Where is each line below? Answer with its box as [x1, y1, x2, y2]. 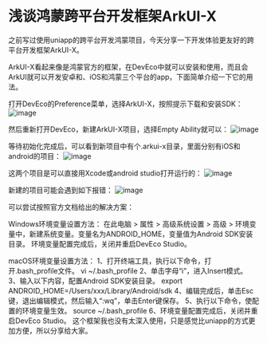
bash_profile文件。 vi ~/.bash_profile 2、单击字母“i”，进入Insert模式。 [17, 266, 248, 275]
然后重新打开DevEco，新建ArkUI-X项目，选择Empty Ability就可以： [8, 124, 230, 134]
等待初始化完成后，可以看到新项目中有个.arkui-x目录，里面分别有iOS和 [8, 141, 241, 151]
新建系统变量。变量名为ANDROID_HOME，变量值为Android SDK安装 [29, 229, 253, 239]
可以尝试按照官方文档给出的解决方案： [8, 202, 134, 211]
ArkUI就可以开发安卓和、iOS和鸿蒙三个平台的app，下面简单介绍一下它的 [8, 72, 247, 81]
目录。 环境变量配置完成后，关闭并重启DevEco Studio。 [8, 239, 191, 248]
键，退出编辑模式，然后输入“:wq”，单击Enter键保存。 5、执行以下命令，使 [8, 296, 253, 306]
